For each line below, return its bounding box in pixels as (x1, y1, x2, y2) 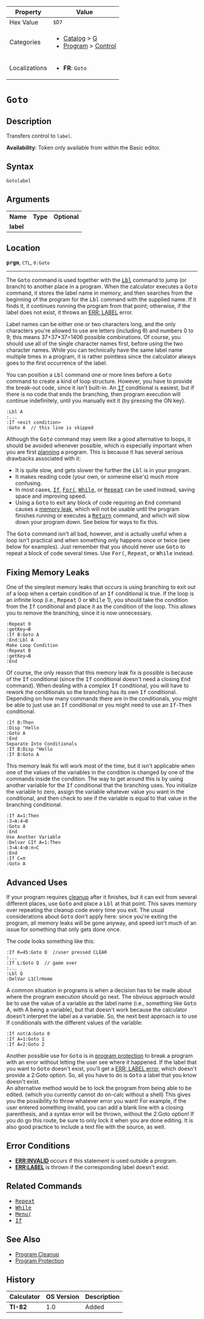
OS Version (46, 1293, 80, 1301)
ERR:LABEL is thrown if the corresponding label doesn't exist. (15, 1163, 170, 1170)
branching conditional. (6, 801, 63, 808)
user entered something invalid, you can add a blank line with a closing (6, 1104, 184, 1111)
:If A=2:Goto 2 (6, 1041, 45, 1048)
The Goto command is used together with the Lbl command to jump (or (6, 276, 187, 284)
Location (6, 243, 41, 253)
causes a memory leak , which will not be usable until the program (15, 505, 180, 513)
